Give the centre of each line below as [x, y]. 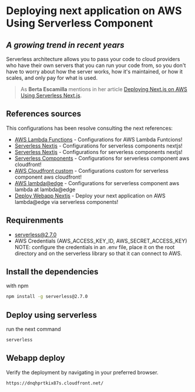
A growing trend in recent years [65, 45]
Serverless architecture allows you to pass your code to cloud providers [93, 59]
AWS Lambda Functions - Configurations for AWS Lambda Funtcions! [98, 139]
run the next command [33, 329]
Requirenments [35, 221]
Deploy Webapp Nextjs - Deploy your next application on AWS [90, 196]
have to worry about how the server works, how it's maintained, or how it [95, 71]
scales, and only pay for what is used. [52, 78]
